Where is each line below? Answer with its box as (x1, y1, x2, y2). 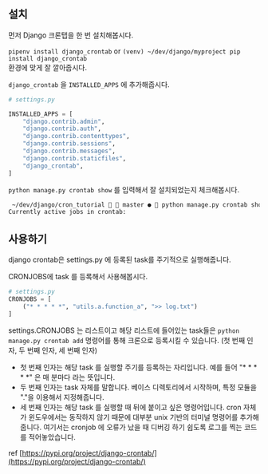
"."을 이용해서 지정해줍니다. (19, 392, 105, 401)
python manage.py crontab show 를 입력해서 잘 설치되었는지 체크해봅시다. (8, 184, 240, 194)
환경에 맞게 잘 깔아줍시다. (8, 62, 88, 72)
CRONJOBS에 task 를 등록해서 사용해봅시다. (8, 272, 148, 282)
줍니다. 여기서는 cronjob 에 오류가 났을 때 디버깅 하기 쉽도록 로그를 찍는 (19, 422, 242, 432)
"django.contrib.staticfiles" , (22, 154, 127, 162)
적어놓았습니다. (28, 432, 76, 441)
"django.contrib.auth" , (22, 124, 102, 133)
